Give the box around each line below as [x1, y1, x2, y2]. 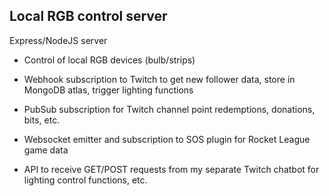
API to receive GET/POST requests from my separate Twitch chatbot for [23, 163, 320, 175]
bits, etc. [23, 114, 61, 126]
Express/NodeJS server [9, 34, 108, 46]
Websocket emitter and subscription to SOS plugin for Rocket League [23, 133, 311, 145]
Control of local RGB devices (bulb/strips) [23, 54, 196, 66]
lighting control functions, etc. [23, 174, 148, 186]
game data [23, 144, 69, 156]
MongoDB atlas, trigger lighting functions [23, 84, 194, 96]
